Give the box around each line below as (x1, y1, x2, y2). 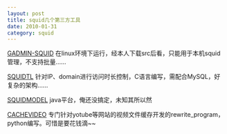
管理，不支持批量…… (7, 58, 67, 66)
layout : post (7, 10, 45, 17)
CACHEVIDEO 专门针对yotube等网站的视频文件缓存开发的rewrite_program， (7, 111, 224, 119)
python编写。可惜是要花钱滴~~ (7, 119, 96, 128)
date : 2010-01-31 (7, 23, 57, 30)
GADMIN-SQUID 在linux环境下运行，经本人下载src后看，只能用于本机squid (7, 49, 221, 57)
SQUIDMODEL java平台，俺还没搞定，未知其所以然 (7, 96, 152, 104)
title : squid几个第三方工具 (7, 17, 81, 23)
